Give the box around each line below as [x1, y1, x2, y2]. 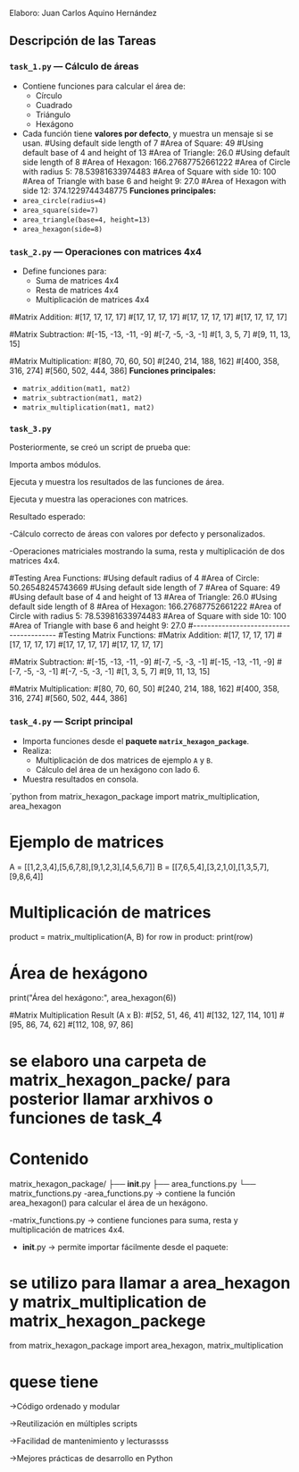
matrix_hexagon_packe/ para [9, 1070, 231, 1090]
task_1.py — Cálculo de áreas [9, 60, 139, 72]
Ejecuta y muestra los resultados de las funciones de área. [9, 477, 225, 487]
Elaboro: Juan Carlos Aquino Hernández [9, 8, 158, 18]
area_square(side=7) [21, 206, 99, 215]
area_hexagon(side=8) [21, 224, 103, 233]
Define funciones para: [21, 266, 107, 276]
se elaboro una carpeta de [9, 1051, 207, 1071]
